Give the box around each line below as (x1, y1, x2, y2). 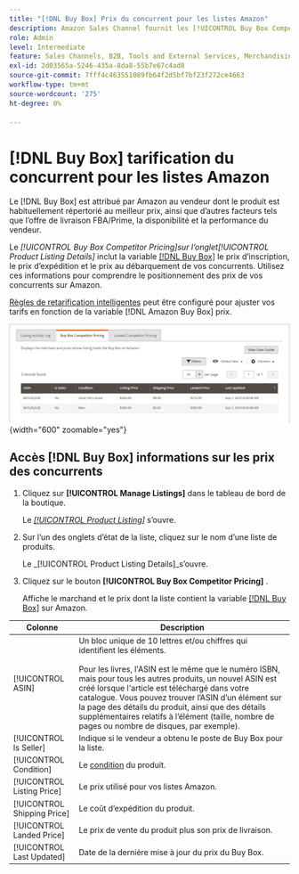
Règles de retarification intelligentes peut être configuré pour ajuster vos (9, 297, 276, 307)
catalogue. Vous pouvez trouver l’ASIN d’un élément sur (78, 691, 282, 703)
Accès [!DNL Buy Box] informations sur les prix (9, 450, 275, 465)
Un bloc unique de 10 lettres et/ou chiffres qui (78, 635, 247, 646)
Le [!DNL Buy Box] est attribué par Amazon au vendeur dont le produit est (9, 196, 280, 207)
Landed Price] (12, 829, 65, 840)
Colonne (26, 622, 59, 633)
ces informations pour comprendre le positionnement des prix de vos (9, 270, 263, 281)
